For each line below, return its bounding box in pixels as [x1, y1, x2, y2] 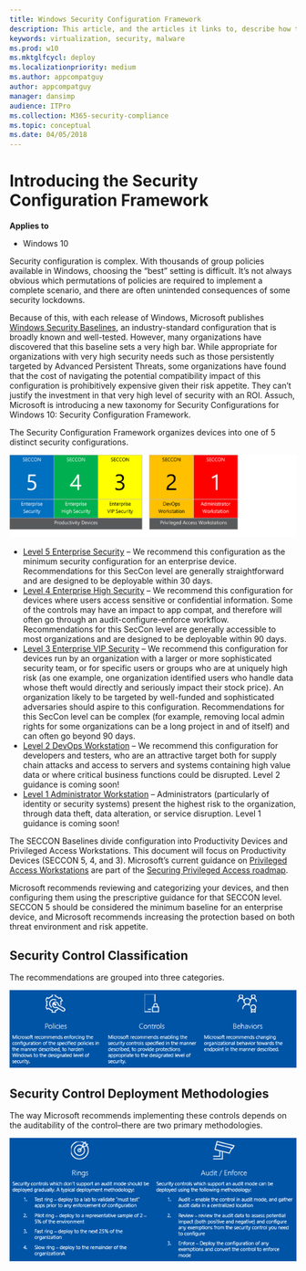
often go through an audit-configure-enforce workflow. [22, 614, 229, 625]
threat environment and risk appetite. [9, 921, 148, 932]
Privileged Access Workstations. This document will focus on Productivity [9, 846, 287, 856]
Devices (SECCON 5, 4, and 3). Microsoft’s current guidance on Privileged [9, 855, 288, 867]
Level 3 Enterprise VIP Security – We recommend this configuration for [22, 644, 289, 655]
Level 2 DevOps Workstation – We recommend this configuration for [22, 741, 279, 751]
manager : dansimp [9, 91, 76, 100]
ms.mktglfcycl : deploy [9, 53, 96, 63]
